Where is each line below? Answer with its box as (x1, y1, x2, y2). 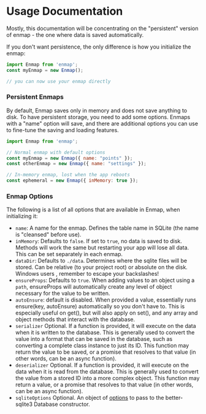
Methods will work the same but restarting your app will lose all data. (15, 244, 189, 251)
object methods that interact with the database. (15, 316, 135, 323)
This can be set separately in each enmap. (15, 251, 123, 258)
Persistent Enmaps (6, 93, 64, 101)
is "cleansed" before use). (15, 231, 82, 238)
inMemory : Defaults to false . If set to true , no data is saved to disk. (15, 238, 183, 245)
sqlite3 (15, 400, 32, 408)
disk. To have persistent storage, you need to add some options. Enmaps (6, 113, 191, 120)
